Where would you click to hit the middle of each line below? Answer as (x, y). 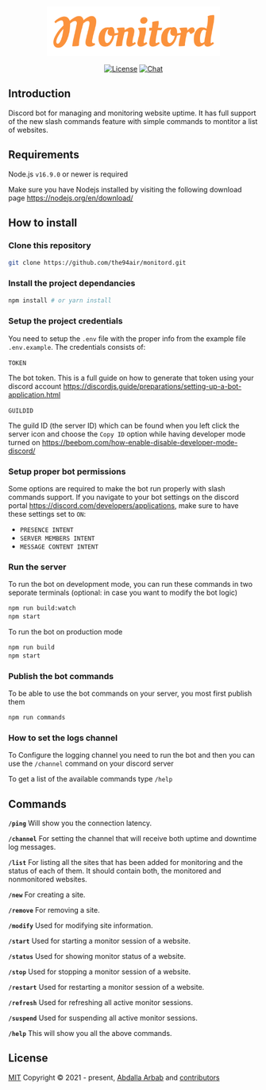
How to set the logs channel (63, 738)
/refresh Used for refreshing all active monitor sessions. (100, 1003)
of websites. (29, 130)
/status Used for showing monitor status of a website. (97, 956)
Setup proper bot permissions (67, 471)
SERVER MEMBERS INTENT (57, 538)
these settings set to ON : (47, 514)
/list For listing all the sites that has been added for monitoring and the (126, 863)
